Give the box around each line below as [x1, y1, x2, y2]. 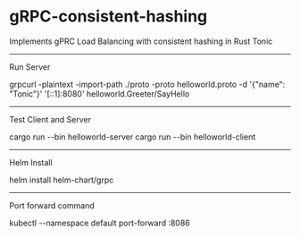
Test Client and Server [9, 114, 92, 124]
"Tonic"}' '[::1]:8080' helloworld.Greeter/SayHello [9, 88, 190, 99]
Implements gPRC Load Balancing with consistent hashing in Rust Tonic [9, 36, 273, 47]
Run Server [9, 61, 51, 72]
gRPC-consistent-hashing [9, 6, 208, 27]
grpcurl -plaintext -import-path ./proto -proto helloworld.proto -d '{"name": [9, 79, 286, 89]
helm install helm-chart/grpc [9, 174, 114, 185]
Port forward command [9, 199, 96, 211]
